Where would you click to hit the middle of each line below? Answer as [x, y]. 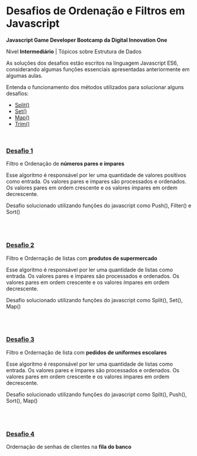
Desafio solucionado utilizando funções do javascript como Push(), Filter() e [99, 205]
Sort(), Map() [22, 400]
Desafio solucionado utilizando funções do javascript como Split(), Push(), [97, 394]
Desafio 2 [20, 245]
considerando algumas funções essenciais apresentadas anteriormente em [98, 69]
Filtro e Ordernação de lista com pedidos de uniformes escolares [87, 352]
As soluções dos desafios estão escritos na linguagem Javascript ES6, [92, 63]
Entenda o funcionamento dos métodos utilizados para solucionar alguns [95, 87]
